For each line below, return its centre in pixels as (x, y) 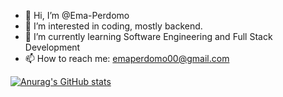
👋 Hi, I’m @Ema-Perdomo (77, 15)
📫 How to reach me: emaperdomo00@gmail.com (127, 58)
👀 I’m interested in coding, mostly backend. (113, 26)
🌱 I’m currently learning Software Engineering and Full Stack (148, 36)
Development (52, 47)
